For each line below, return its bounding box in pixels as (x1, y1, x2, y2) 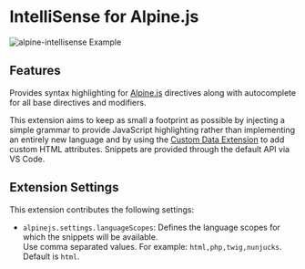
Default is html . (22, 251, 80, 262)
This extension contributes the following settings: (9, 203, 194, 215)
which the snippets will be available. (22, 231, 158, 243)
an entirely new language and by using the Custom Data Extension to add (9, 134, 285, 145)
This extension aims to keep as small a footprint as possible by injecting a (9, 114, 285, 125)
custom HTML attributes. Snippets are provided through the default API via (9, 143, 290, 154)
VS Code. (9, 153, 46, 164)
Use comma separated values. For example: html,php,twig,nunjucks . (22, 241, 282, 252)
